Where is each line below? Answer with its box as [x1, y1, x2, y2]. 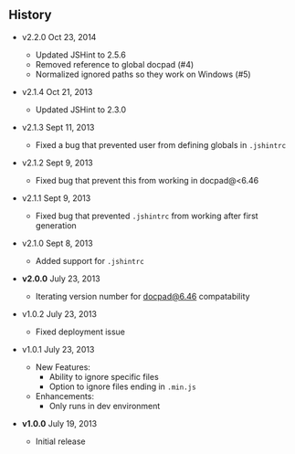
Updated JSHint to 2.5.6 [35, 49, 127, 60]
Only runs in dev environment [48, 400, 161, 411]
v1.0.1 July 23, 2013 [21, 343, 95, 354]
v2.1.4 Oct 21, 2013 [21, 86, 93, 97]
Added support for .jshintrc [35, 255, 145, 266]
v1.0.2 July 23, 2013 [21, 308, 98, 319]
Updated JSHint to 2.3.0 [35, 104, 127, 115]
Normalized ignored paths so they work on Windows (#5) [35, 69, 252, 79]
